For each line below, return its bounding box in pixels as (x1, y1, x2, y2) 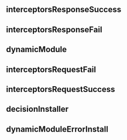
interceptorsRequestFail (6, 64, 97, 74)
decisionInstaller (6, 104, 69, 114)
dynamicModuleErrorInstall (6, 124, 108, 134)
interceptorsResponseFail (6, 25, 102, 35)
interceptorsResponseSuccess (6, 5, 122, 15)
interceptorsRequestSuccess (6, 84, 115, 94)
